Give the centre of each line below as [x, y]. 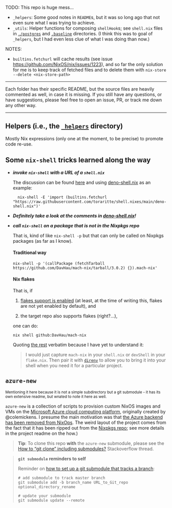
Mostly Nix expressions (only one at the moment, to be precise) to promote [84, 138]
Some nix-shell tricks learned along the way [78, 160]
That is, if [23, 291]
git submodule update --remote [51, 500]
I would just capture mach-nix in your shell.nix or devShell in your [95, 355]
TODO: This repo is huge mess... [40, 7]
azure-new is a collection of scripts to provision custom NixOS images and [83, 406]
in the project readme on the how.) [42, 433]
